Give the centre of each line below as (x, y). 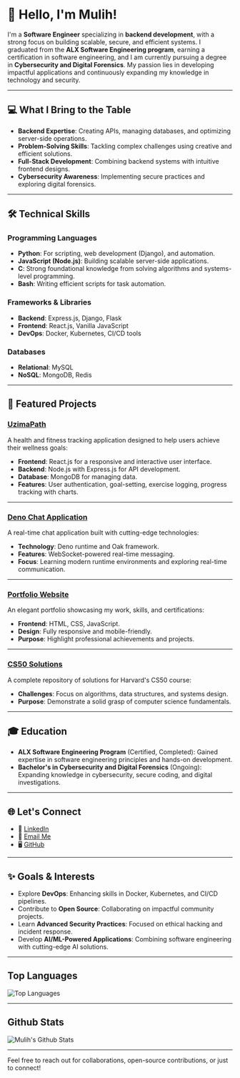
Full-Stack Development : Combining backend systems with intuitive (118, 161)
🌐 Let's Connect (44, 812)
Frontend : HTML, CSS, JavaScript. (69, 624)
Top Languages (42, 976)
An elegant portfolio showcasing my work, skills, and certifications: (106, 610)
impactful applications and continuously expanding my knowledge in (108, 72)
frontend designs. (44, 169)
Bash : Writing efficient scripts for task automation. (92, 284)
